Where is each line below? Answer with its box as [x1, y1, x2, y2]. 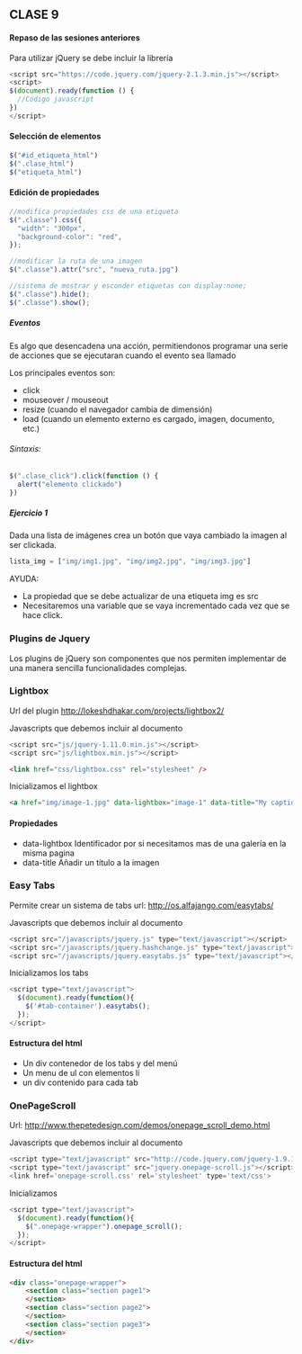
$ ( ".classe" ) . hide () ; [9, 290, 91, 299]
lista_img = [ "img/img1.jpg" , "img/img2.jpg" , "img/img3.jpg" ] [9, 557, 252, 566]
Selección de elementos [9, 130, 102, 142]
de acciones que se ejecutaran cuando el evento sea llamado [9, 350, 236, 361]
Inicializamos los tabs [9, 967, 89, 979]
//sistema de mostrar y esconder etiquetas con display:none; [9, 282, 247, 291]
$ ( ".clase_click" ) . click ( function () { [9, 471, 159, 480]
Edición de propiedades [9, 187, 100, 198]
